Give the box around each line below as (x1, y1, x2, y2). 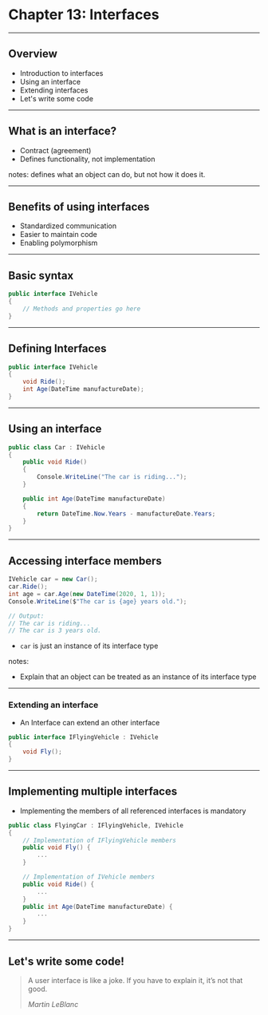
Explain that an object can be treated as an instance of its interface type (19, 672, 257, 681)
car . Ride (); (8, 583, 48, 590)
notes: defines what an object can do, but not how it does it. (8, 169, 206, 179)
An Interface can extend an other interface (19, 717, 160, 727)
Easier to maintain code (19, 230, 98, 239)
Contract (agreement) (19, 145, 92, 155)
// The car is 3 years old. (8, 626, 102, 635)
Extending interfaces (19, 85, 89, 95)
